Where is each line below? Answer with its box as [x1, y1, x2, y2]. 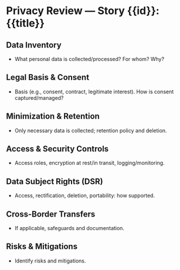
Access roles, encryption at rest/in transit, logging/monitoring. [14, 160, 165, 167]
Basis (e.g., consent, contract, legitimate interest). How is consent [14, 88, 174, 95]
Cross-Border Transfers [6, 209, 96, 219]
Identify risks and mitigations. [14, 257, 86, 264]
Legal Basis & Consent [6, 72, 90, 83]
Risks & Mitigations [6, 242, 78, 252]
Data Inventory [6, 40, 62, 50]
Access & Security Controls [6, 144, 109, 154]
